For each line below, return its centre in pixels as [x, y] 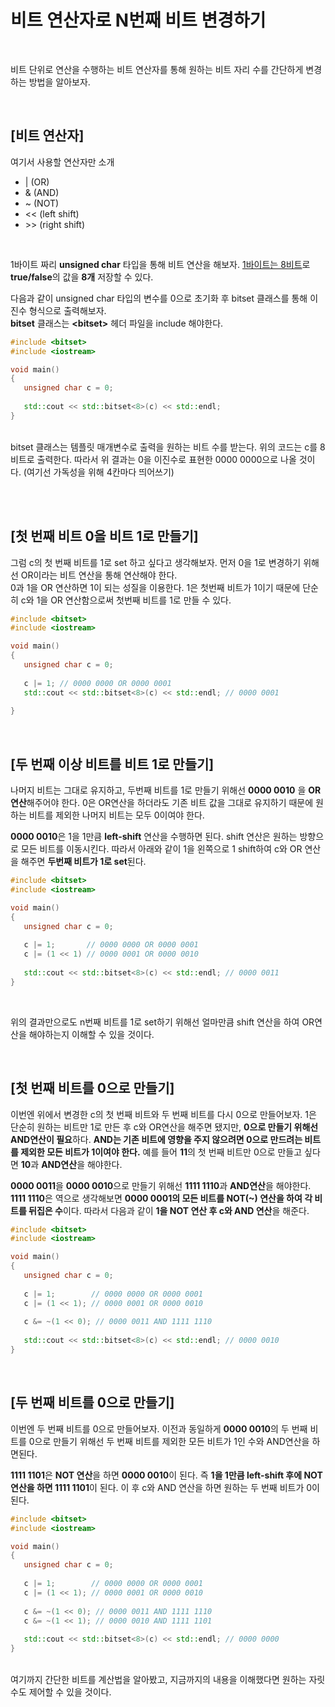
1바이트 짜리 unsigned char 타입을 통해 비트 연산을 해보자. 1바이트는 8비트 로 [160, 264]
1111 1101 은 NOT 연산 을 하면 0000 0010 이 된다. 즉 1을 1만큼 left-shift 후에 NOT [166, 1475]
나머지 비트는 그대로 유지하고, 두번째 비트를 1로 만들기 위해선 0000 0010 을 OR [166, 790]
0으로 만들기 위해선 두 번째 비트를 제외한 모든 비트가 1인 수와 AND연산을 [169, 1441]
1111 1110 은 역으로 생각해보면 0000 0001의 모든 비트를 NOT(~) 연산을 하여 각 [161, 1198]
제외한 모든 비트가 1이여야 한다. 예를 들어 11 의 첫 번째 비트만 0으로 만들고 [161, 1152]
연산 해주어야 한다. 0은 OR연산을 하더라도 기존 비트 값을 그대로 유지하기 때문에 [162, 803]
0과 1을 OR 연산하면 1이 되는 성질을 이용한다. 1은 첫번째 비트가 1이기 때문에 [155, 587]
